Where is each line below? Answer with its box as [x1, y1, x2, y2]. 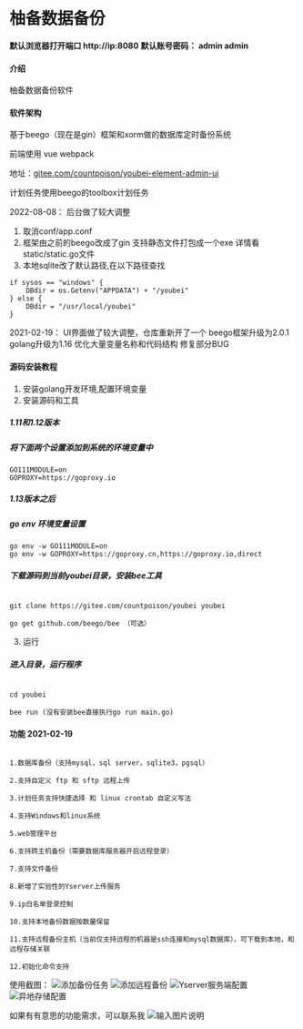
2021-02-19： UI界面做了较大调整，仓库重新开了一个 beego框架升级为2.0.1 [9, 327, 289, 338]
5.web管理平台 [9, 830, 57, 839]
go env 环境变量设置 [9, 518, 86, 529]
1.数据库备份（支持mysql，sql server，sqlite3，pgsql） [9, 759, 209, 768]
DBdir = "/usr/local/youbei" [25, 302, 136, 311]
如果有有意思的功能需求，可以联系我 [9, 1010, 146, 1021]
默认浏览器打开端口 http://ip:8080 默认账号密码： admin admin [9, 40, 248, 51]
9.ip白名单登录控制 [9, 900, 74, 909]
